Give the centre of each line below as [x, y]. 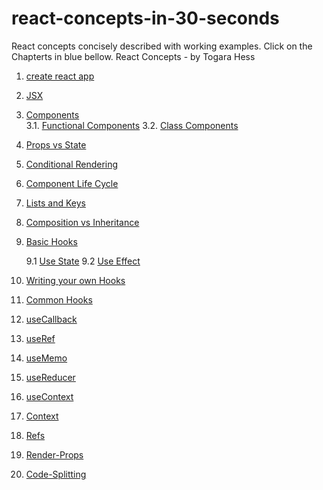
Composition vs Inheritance [82, 222]
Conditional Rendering [72, 164]
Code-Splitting [56, 474]
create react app [60, 76]
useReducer [50, 377]
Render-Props [54, 454]
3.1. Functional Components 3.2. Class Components [132, 125]
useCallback [51, 319]
